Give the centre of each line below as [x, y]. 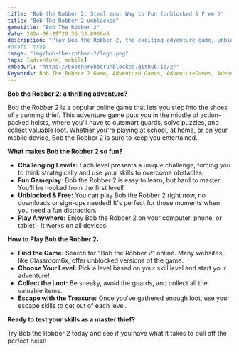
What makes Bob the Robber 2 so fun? [65, 151]
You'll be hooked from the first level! [71, 187]
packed [18, 122]
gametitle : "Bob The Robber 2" [54, 27]
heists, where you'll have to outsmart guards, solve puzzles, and [125, 122]
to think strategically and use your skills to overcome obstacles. [111, 172]
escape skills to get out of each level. [72, 305]
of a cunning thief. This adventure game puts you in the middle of [103, 115]
